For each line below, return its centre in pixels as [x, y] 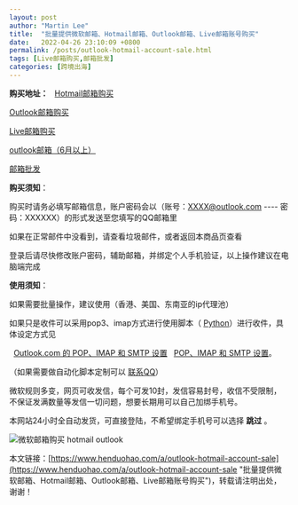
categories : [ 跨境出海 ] [50, 67]
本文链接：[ [30, 458]
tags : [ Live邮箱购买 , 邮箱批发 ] [62, 59]
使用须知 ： [29, 285]
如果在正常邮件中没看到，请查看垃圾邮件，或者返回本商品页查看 [125, 236]
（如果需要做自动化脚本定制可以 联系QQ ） [86, 371]
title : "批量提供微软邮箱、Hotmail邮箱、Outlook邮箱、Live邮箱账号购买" [134, 34]
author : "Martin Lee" [49, 26]
